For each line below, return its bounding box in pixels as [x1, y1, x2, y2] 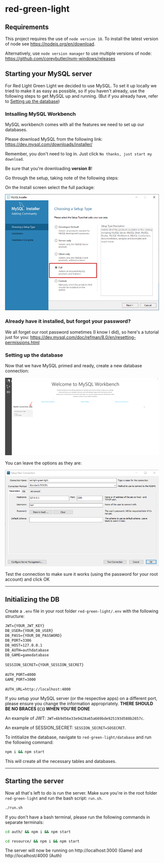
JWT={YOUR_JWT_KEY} [5, 624, 45, 629]
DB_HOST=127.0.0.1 [5, 643, 42, 648]
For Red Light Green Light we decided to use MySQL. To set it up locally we [5, 83, 157, 88]
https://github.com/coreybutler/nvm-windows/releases [5, 56, 116, 62]
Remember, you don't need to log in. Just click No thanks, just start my [5, 151, 152, 157]
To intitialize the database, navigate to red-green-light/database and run [5, 734, 152, 740]
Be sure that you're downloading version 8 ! [5, 166, 93, 171]
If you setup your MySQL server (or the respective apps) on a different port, [5, 695, 158, 701]
